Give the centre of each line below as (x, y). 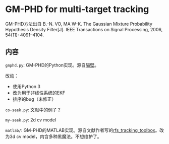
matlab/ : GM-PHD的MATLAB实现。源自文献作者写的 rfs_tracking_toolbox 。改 (85, 130)
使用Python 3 (26, 86)
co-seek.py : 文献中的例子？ (33, 110)
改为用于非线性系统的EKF (39, 93)
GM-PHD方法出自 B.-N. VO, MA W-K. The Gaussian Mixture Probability (79, 24)
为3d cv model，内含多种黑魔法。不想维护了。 (53, 136)
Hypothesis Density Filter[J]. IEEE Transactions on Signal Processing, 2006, (84, 29)
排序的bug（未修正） (34, 99)
